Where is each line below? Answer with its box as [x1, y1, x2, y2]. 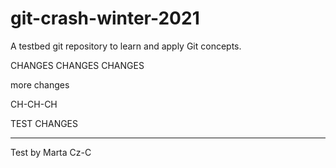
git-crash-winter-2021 [10, 7, 200, 30]
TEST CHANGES [10, 117, 79, 129]
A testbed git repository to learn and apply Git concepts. [10, 40, 242, 52]
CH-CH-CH [10, 98, 58, 110]
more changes [10, 78, 70, 91]
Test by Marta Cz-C [10, 146, 92, 158]
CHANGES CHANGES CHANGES [10, 59, 145, 71]
